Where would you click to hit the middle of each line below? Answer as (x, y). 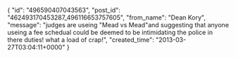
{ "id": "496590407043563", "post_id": (64, 10)
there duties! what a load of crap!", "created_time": (81, 40)
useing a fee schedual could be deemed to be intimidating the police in (110, 32)
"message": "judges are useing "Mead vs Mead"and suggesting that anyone (118, 25)
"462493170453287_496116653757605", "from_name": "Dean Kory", (106, 17)
